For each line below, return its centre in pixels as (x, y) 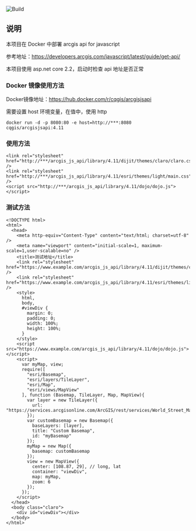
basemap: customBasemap (61, 451)
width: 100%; (43, 323)
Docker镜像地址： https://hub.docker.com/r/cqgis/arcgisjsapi (79, 99)
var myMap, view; (43, 364)
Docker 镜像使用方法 (35, 85)
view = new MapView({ (53, 461)
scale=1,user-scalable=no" (39, 251)
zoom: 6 (41, 482)
